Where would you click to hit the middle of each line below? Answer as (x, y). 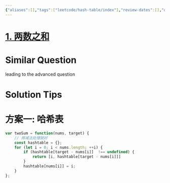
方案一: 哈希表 (34, 119)
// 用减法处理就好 (31, 138)
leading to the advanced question (40, 74)
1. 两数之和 (27, 36)
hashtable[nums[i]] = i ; (50, 166)
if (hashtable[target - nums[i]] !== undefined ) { (79, 152)
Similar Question (41, 60)
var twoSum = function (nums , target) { (47, 133)
